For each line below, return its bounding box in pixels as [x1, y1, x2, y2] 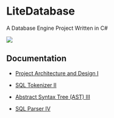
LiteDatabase [6, 4, 75, 18]
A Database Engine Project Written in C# [6, 24, 108, 32]
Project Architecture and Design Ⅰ [15, 69, 99, 77]
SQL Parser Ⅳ [15, 105, 51, 112]
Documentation [6, 54, 67, 64]
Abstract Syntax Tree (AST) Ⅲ [15, 93, 90, 100]
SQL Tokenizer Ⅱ [15, 81, 57, 89]
